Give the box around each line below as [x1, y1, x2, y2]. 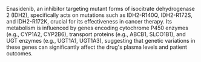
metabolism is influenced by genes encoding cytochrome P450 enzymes [6, 24, 189, 31]
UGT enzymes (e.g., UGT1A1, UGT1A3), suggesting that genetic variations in [6, 37, 196, 44]
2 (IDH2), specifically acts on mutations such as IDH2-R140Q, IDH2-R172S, [6, 11, 193, 19]
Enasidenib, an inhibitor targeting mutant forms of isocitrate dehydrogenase [6, 5, 195, 12]
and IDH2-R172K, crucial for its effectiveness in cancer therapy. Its [6, 18, 173, 25]
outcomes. [6, 50, 33, 57]
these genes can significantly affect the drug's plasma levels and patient [6, 43, 188, 51]
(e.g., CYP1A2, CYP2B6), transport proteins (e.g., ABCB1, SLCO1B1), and [6, 31, 186, 38]
